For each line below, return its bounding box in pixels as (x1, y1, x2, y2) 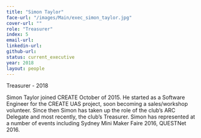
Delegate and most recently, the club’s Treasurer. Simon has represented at (6, 113, 196, 120)
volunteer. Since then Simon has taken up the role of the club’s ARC (6, 107, 175, 114)
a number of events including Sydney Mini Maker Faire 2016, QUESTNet (6, 120, 187, 127)
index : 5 (6, 32, 29, 38)
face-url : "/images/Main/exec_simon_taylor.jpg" (6, 15, 132, 21)
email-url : (6, 37, 34, 43)
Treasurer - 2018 (6, 82, 49, 89)
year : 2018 (6, 60, 34, 66)
